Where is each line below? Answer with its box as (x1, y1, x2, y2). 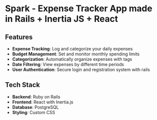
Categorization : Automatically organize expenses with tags (12, 56, 133, 62)
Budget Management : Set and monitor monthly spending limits (12, 51, 140, 57)
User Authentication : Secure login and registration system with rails (12, 67, 150, 72)
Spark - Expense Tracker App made (5, 3, 153, 14)
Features (5, 33, 33, 41)
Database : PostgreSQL (12, 104, 59, 110)
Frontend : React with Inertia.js (12, 99, 73, 105)
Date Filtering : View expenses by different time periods (12, 62, 124, 67)
